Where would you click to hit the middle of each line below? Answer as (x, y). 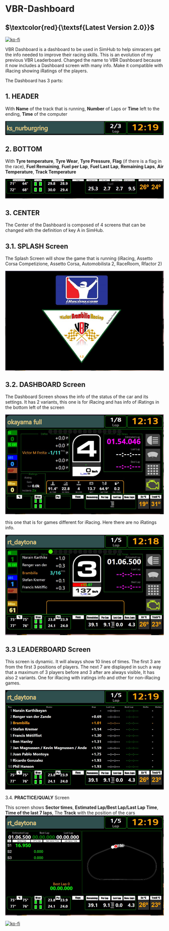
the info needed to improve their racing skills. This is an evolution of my (79, 55)
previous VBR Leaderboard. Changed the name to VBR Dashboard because (83, 60)
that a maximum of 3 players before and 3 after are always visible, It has (80, 672)
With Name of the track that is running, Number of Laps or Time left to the (82, 109)
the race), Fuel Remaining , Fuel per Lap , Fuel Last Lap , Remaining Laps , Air (84, 167)
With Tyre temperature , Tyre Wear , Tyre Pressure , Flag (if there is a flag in (83, 161)
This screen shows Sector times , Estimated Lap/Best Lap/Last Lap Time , (82, 807)
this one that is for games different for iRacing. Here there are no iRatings (81, 522)
